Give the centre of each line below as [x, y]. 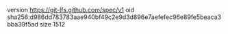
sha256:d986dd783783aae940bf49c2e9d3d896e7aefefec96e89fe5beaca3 [114, 17]
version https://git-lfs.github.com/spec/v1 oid [71, 10]
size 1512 [52, 24]
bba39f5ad [23, 24]
